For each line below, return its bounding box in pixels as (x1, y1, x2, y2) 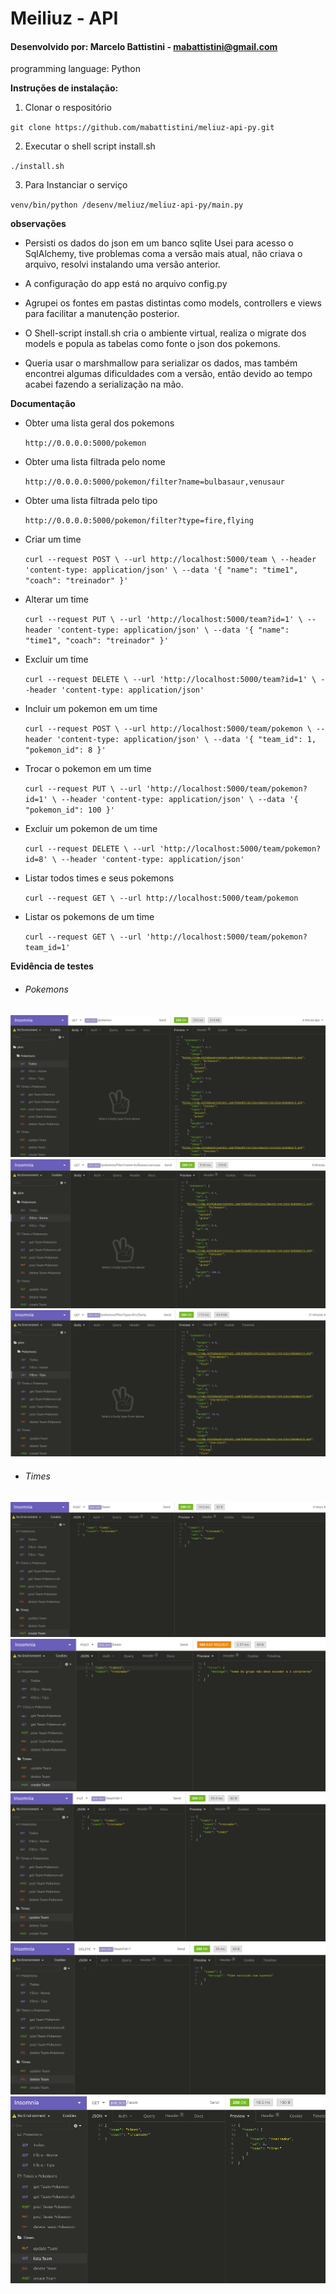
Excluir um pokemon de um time (24, 823, 158, 835)
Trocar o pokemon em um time (24, 763, 152, 775)
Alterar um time (24, 593, 89, 606)
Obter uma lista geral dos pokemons (24, 417, 175, 429)
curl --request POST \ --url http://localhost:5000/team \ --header (24, 555, 317, 565)
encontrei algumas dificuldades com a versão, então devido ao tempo (24, 368, 313, 380)
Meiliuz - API (10, 7, 119, 30)
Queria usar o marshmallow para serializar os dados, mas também (24, 357, 298, 369)
